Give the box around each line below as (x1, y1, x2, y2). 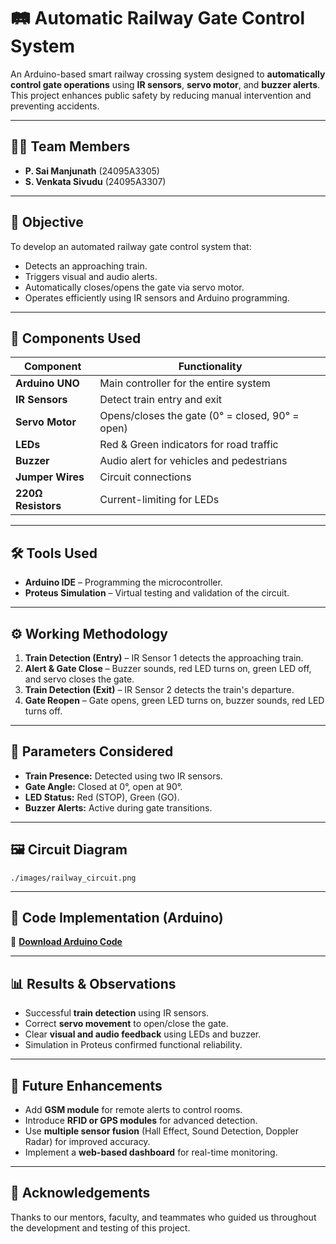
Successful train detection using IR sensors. (24, 1007, 210, 1019)
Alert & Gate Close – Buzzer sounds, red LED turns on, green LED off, (24, 663, 312, 674)
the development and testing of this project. (10, 1221, 191, 1234)
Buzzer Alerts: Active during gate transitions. (24, 801, 213, 814)
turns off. (24, 705, 63, 717)
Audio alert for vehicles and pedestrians (99, 454, 288, 468)
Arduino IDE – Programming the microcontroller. (24, 576, 223, 589)
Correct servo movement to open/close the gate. (24, 1018, 229, 1030)
